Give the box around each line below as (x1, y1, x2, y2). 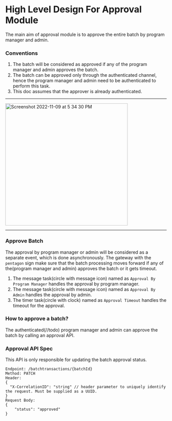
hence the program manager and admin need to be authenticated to (12, 78, 156, 84)
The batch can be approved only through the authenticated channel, (12, 72, 157, 78)
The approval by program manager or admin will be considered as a (5, 249, 148, 255)
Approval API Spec (5, 345, 53, 352)
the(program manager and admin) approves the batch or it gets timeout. (5, 265, 157, 272)
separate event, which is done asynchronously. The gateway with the (5, 254, 152, 260)
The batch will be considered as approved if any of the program (12, 61, 147, 68)
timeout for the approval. (12, 302, 65, 308)
